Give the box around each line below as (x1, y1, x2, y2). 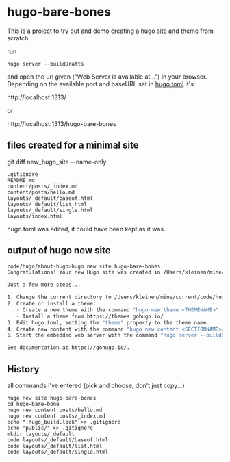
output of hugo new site (7, 244, 111, 257)
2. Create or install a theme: (7, 300, 97, 307)
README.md (7, 177, 36, 183)
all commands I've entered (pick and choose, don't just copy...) (7, 381, 185, 389)
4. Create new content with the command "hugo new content (7, 326, 179, 333)
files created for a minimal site (7, 140, 139, 151)
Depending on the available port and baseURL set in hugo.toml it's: (7, 79, 196, 88)
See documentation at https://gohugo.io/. (7, 344, 130, 351)
